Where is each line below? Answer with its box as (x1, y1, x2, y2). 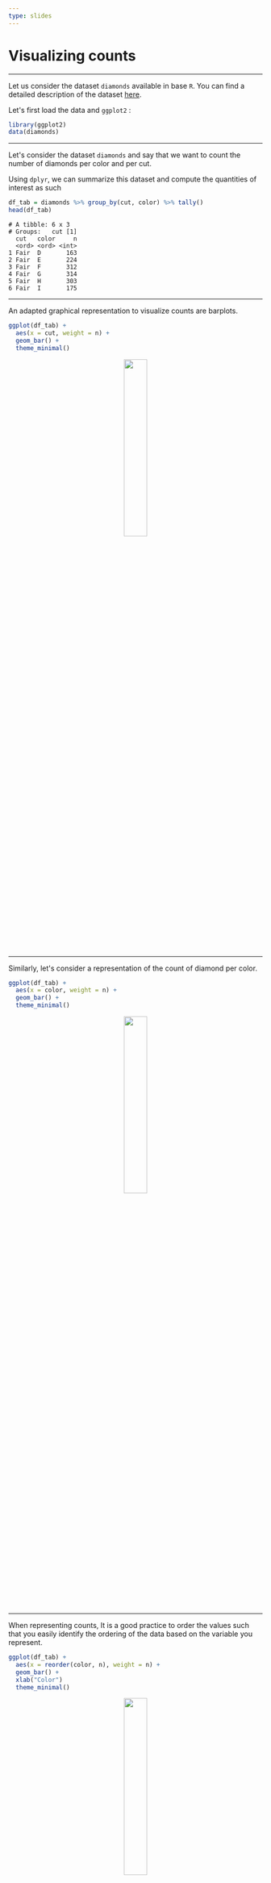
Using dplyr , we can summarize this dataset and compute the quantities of (8, 174, 256, 184)
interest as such (8, 183, 62, 193)
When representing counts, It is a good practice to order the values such (8, 1621, 250, 1630)
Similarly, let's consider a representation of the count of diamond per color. (8, 963, 258, 973)
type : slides (8, 11, 52, 20)
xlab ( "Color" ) (15, 1676, 63, 1684)
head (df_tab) (8, 207, 52, 215)
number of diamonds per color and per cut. (8, 159, 152, 169)
